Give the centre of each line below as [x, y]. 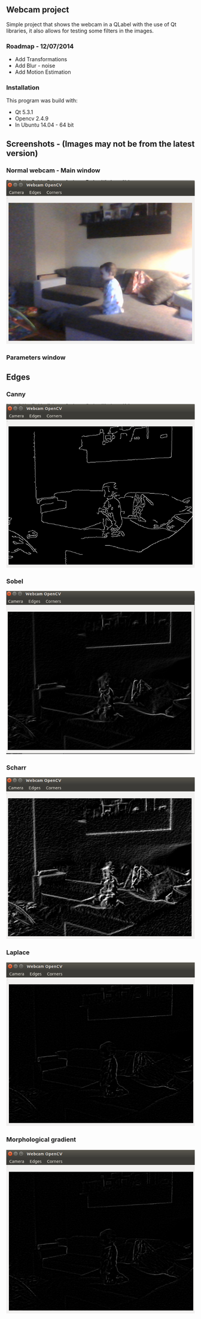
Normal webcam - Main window [53, 170]
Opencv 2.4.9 [32, 119]
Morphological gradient [41, 1140]
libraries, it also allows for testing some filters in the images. [80, 31]
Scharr [16, 767]
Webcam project [38, 10]
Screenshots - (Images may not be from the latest [100, 144]
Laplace [18, 952]
